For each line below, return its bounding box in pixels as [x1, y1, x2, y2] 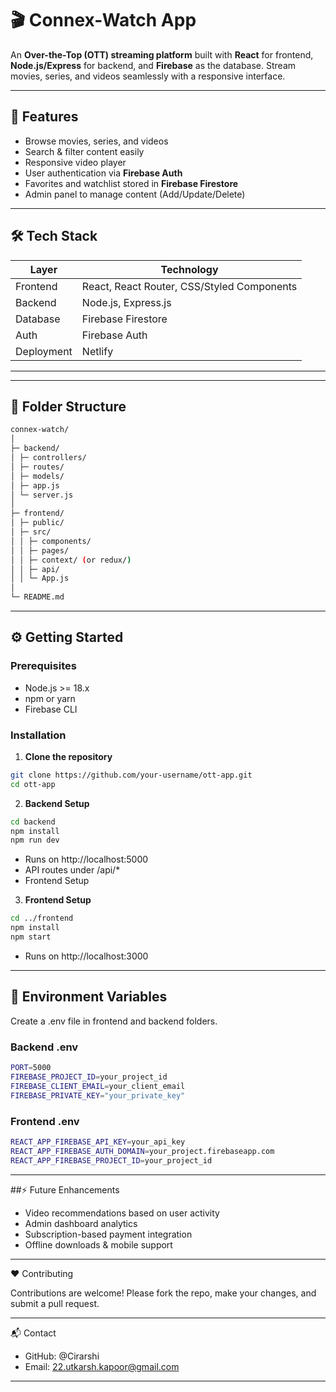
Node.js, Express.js [81, 295, 172, 309]
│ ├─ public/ [10, 518, 65, 528]
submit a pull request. [10, 1297, 100, 1309]
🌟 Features [10, 108, 79, 126]
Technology [160, 262, 219, 276]
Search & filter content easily [24, 145, 145, 157]
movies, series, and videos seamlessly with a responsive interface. [10, 70, 286, 82]
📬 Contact [10, 1327, 57, 1339]
